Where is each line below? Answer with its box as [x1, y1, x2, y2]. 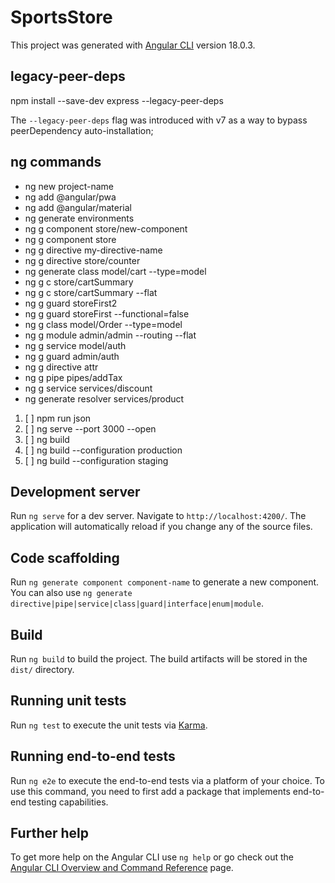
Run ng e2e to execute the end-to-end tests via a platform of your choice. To [10, 774, 326, 786]
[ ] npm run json [24, 412, 92, 424]
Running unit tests [10, 692, 127, 710]
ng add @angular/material [24, 201, 132, 213]
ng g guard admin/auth [24, 350, 120, 362]
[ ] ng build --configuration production [24, 444, 183, 456]
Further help [10, 825, 90, 842]
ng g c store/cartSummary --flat [24, 286, 158, 298]
